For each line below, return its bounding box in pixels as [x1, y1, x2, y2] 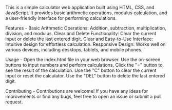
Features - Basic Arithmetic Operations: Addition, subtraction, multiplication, [5, 25, 167, 31]
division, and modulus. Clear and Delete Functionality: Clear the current [5, 31, 157, 36]
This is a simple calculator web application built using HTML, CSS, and [5, 5, 155, 10]
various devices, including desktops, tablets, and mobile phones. [5, 47, 143, 52]
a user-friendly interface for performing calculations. [5, 15, 117, 21]
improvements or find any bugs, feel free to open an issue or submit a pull [5, 94, 162, 99]
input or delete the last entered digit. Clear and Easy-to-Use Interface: [5, 36, 154, 42]
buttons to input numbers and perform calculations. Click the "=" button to [5, 62, 163, 68]
